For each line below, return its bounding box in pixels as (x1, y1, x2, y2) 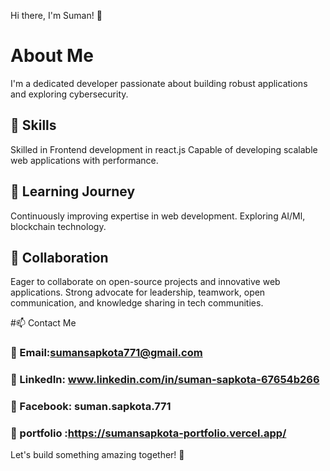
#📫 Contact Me (10, 317, 77, 329)
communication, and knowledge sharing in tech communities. (10, 297, 264, 309)
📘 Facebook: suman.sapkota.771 (10, 400, 172, 414)
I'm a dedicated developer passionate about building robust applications (10, 77, 308, 89)
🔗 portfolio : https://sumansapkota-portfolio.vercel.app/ (10, 426, 287, 440)
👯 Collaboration (10, 249, 109, 266)
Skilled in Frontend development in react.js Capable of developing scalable (10, 143, 318, 155)
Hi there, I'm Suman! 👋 (10, 10, 103, 21)
